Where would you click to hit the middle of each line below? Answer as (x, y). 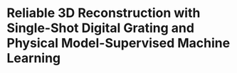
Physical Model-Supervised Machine (118, 43)
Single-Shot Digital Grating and (101, 28)
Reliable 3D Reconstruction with (104, 13)
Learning (34, 58)
